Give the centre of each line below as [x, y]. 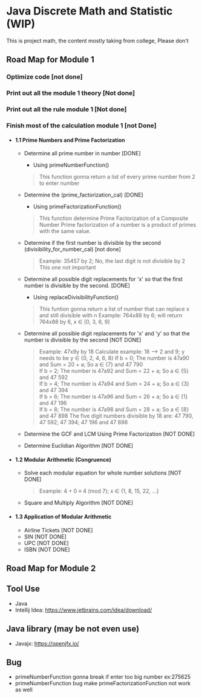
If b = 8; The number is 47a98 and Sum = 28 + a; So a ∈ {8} [114, 410]
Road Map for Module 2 [51, 568]
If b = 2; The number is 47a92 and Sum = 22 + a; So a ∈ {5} [114, 371]
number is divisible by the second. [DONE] [77, 286]
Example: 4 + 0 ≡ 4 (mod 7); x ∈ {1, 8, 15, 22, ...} [99, 491]
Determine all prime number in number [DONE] [82, 153]
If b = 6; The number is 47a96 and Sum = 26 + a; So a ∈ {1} [113, 396]
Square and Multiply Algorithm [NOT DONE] [79, 503]
